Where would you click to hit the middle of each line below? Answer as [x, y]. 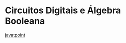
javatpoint [15, 35]
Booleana [25, 21]
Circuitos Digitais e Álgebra [63, 11]
